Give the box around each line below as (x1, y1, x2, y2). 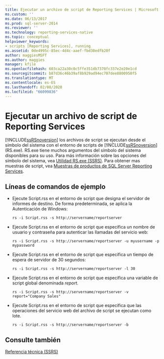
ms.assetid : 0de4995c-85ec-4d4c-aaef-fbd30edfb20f (5, 48, 111, 53)
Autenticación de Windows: (12, 206, 68, 212)
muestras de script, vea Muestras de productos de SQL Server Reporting (5, 163, 153, 169)
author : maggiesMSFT (5, 52, 47, 58)
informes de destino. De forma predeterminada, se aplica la (12, 201, 132, 206)
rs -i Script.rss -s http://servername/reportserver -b (12, 322, 129, 328)
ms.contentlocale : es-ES (5, 80, 56, 85)
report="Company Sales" (12, 294, 61, 299)
